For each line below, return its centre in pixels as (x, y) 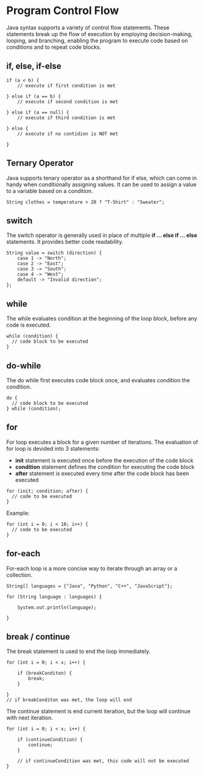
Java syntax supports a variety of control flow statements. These (88, 27)
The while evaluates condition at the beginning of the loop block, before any (102, 319)
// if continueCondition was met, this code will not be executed (103, 761)
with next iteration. (30, 718)
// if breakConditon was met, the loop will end (69, 700)
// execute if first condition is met (66, 86)
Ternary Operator (40, 163)
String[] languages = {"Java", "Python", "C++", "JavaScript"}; (90, 586)
